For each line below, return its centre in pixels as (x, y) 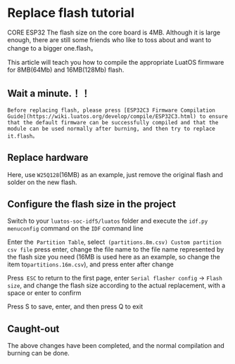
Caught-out (33, 329)
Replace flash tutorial (71, 13)
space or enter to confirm (44, 293)
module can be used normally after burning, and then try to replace (112, 129)
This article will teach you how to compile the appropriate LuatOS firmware (116, 62)
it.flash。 (23, 136)
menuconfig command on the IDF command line (75, 228)
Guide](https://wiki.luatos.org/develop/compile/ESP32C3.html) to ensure (118, 116)
